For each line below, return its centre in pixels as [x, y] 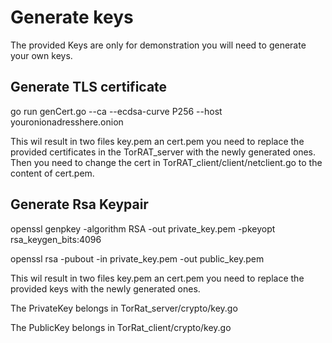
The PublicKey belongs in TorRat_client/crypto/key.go [121, 327]
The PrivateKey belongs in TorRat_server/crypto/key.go [124, 308]
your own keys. [41, 55]
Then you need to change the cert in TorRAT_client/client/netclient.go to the [166, 162]
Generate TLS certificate [89, 87]
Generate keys [72, 17]
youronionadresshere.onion [67, 122]
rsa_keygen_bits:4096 [56, 239]
